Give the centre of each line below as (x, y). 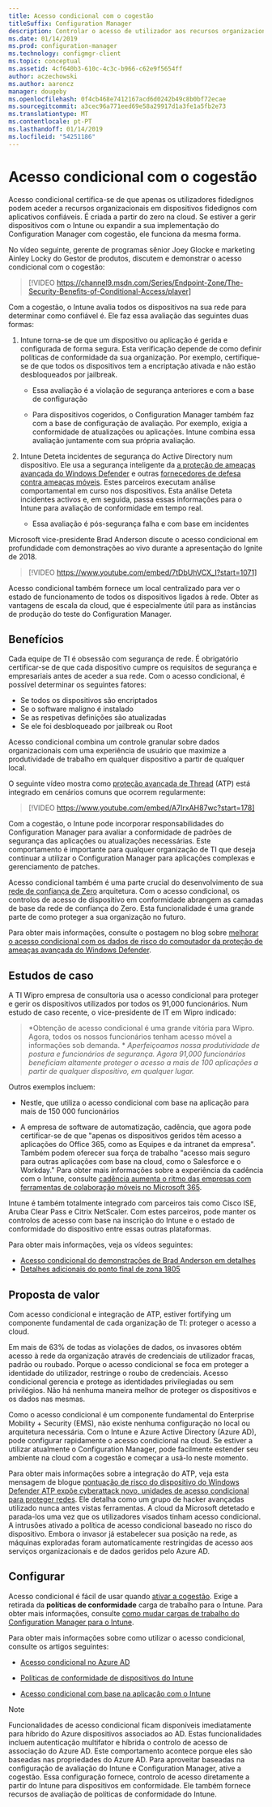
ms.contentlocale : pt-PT (50, 122)
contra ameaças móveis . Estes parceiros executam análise (118, 482)
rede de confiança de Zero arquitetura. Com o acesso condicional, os (124, 891)
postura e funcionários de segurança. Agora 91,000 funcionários (137, 1054)
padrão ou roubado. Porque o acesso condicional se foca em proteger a (129, 1364)
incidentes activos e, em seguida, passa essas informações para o (131, 499)
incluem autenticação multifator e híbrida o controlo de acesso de (118, 1742)
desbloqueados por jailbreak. (69, 374)
